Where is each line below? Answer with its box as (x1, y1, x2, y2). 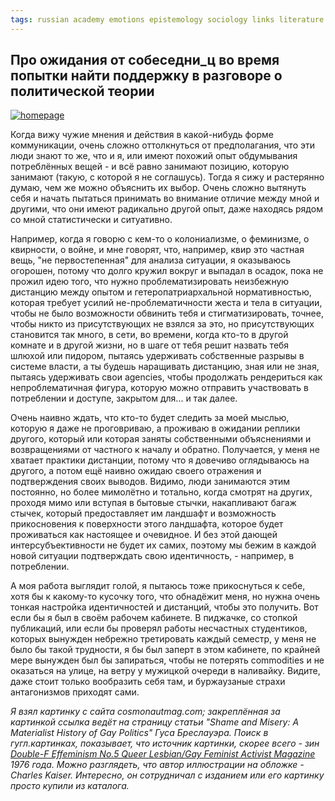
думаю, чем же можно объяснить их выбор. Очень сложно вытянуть (10, 182, 307, 194)
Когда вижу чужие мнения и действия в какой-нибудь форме (10, 129, 274, 141)
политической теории (10, 83, 155, 100)
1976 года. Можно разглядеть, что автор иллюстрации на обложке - (10, 759, 305, 771)
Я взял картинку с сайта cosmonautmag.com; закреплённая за (10, 706, 281, 718)
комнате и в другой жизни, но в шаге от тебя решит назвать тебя (10, 339, 290, 351)
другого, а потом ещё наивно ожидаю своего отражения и (10, 465, 262, 477)
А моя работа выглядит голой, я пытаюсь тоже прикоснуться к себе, (10, 580, 306, 592)
